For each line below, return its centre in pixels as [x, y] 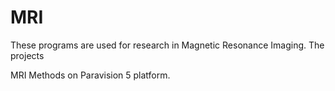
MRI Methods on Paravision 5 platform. [90, 75]
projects [27, 55]
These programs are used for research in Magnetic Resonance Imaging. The [167, 45]
